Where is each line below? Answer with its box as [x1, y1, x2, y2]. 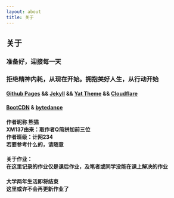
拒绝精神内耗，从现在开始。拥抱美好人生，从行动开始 [6, 75, 159, 83]
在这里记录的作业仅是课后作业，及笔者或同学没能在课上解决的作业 [6, 163, 168, 170]
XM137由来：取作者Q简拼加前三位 [6, 126, 91, 133]
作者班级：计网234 [6, 133, 54, 141]
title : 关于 [6, 14, 34, 20]
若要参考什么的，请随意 [6, 141, 64, 148]
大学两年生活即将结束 [6, 178, 58, 185]
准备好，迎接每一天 [6, 57, 61, 66]
